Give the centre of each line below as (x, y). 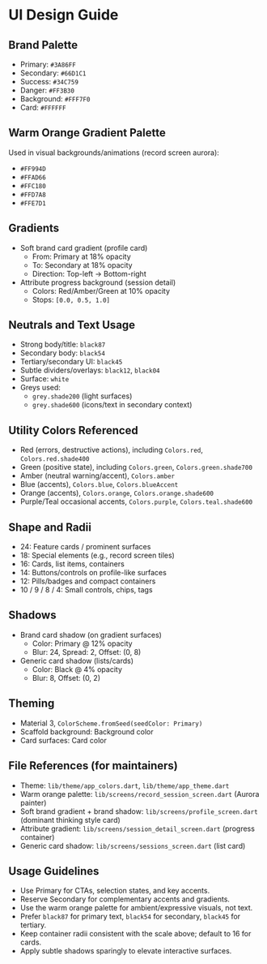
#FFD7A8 (33, 195)
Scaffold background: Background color (87, 731)
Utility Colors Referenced (74, 430)
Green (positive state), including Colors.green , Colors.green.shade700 (136, 467)
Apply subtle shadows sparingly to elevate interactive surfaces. (126, 951)
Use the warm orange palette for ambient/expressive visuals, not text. (136, 908)
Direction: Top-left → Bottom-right (89, 273)
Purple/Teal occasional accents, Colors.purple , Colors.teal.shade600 (136, 501)
